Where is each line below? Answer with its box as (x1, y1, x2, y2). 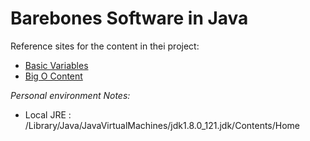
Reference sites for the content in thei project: (10, 40, 200, 52)
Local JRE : (24, 108, 72, 121)
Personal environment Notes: (10, 89, 131, 101)
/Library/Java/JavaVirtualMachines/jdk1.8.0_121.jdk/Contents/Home (24, 119, 301, 131)
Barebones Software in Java (10, 7, 249, 30)
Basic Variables (24, 59, 89, 71)
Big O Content (24, 70, 83, 82)
